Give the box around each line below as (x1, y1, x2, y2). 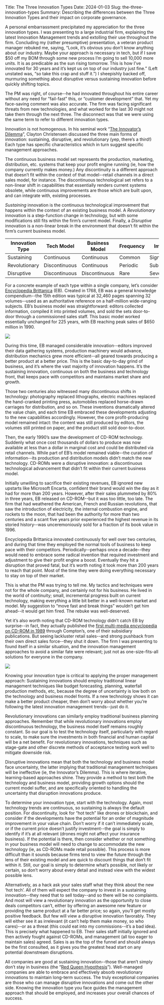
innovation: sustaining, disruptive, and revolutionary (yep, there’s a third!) (5, 136, 152, 142)
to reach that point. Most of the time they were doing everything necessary (5, 568, 156, 573)
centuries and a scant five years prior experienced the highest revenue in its (5, 517, 159, 522)
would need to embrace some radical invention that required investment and (5, 552, 159, 558)
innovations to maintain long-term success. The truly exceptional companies (5, 975, 159, 980)
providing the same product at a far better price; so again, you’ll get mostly (5, 908, 156, 914)
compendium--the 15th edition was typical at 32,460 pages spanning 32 (5, 293, 151, 299)
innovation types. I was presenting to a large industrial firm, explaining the (5, 29, 154, 35)
